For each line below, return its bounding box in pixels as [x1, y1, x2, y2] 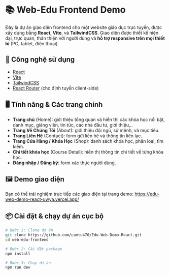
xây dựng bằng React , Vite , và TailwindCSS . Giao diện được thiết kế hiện [5, 29, 159, 36]
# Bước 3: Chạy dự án [5, 260, 51, 265]
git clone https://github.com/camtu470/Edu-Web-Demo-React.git [5, 232, 142, 238]
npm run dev [5, 265, 30, 270]
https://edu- [134, 191, 160, 197]
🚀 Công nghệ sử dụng [5, 55, 75, 64]
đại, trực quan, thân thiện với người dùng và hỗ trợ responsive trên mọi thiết [5, 35, 165, 41]
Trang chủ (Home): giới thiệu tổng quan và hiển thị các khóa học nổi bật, [12, 116, 165, 123]
